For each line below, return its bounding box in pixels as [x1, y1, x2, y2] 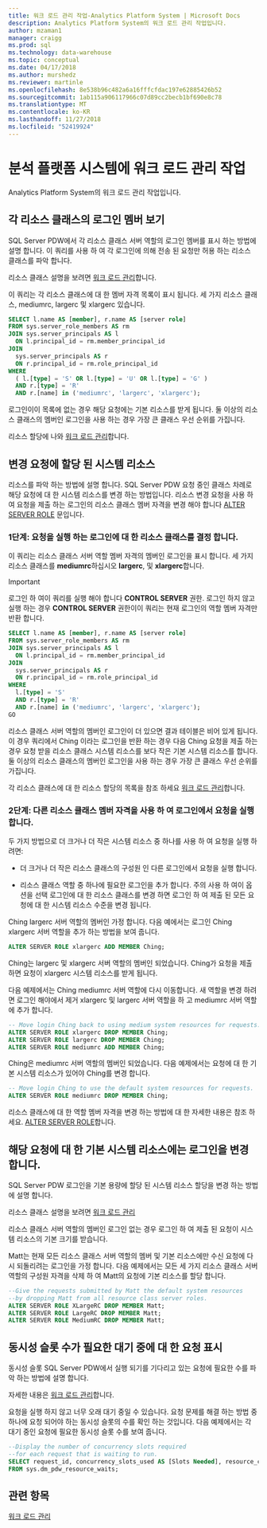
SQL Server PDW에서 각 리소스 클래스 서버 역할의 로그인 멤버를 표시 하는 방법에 [8, 236, 257, 245]
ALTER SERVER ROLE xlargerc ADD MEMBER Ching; [8, 943, 165, 951]
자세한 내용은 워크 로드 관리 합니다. [8, 1390, 114, 1400]
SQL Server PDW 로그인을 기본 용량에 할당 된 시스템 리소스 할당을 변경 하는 [8, 1180, 244, 1189]
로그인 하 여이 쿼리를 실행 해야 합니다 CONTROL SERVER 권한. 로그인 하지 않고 [8, 594, 256, 603]
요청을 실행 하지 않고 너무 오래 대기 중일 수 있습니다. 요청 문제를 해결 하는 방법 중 [8, 1407, 258, 1416]
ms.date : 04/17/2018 [8, 64, 77, 72]
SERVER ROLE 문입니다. [8, 509, 85, 519]
